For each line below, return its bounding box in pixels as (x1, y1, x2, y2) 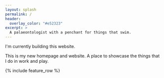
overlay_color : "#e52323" (9, 21, 63, 26)
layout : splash (5, 7, 37, 12)
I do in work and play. (5, 58, 49, 64)
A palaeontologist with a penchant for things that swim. (9, 30, 132, 35)
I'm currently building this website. (5, 44, 76, 49)
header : (5, 16, 21, 21)
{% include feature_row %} (5, 68, 60, 74)
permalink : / (5, 12, 32, 17)
